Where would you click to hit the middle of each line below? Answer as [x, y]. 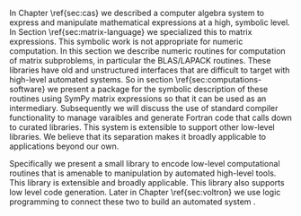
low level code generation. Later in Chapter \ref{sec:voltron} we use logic [145, 192]
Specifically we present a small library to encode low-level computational [145, 164]
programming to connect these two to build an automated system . [133, 202]
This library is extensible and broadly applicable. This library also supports [147, 182]
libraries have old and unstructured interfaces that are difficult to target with [150, 70]
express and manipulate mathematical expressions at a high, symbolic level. [150, 22]
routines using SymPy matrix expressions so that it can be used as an [138, 99]
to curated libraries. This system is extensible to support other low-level [142, 127]
